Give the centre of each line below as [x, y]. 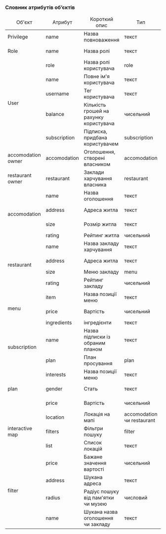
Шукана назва [101, 512]
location [55, 417]
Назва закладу [102, 243]
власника [95, 185]
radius [53, 498]
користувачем [101, 144]
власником [97, 164]
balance [55, 114]
